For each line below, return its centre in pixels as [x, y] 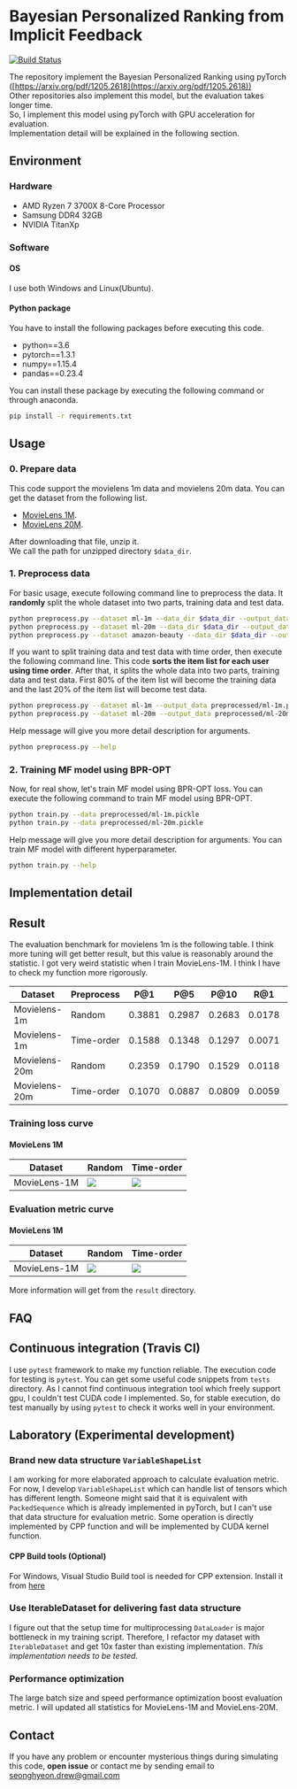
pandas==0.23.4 [53, 373]
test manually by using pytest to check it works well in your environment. [142, 1407]
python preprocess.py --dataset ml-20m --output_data [110, 714]
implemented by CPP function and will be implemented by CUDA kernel [139, 1527]
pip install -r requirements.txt [71, 416]
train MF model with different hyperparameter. [93, 849]
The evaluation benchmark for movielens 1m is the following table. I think [141, 945]
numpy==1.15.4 [49, 364]
